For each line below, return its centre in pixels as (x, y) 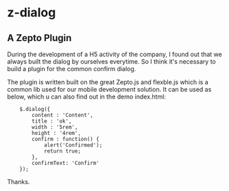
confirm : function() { (65, 139)
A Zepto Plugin (39, 38)
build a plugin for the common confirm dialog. (72, 69)
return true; (62, 151)
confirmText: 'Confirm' (65, 163)
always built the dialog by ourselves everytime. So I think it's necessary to (111, 62)
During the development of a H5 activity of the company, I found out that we (115, 54)
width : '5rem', (55, 127)
